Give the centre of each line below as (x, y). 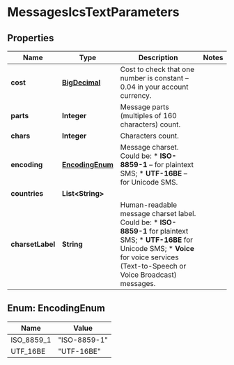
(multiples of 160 (149, 116)
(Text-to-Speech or (153, 266)
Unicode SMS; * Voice (157, 249)
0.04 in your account (154, 87)
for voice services (149, 257)
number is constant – (155, 78)
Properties (31, 38)
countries (27, 193)
